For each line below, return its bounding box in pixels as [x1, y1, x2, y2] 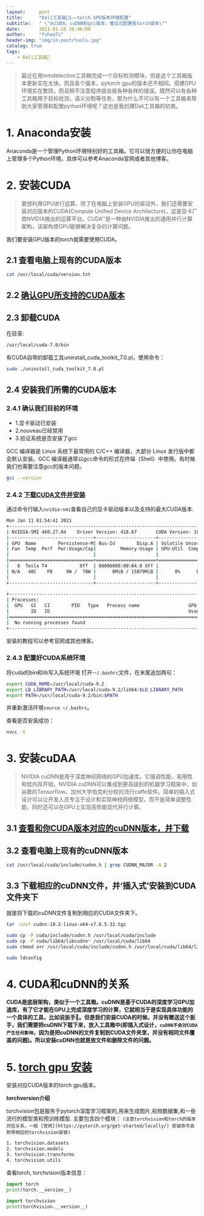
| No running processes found [6, 619, 86, 625]
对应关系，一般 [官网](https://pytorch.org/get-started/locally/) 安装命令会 [6, 1123, 195, 1129]
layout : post [6, 9, 50, 15]
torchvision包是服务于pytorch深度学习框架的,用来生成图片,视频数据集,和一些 [6, 1108, 196, 1115]
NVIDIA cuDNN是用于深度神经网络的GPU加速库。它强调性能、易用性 [21, 773, 193, 780]
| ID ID [6, 608, 50, 614]
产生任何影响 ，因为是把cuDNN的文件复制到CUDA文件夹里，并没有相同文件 [6, 1029, 190, 1036]
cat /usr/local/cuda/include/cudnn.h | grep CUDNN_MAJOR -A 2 [6, 862, 167, 869]
